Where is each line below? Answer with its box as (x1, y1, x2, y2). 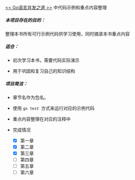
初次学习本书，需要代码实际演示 (12, 57, 80, 63)
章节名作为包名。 (12, 94, 49, 100)
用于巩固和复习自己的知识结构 (12, 68, 75, 74)
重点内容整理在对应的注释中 (12, 116, 71, 122)
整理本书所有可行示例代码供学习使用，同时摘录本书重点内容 (5, 31, 130, 37)
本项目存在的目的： (5, 17, 46, 23)
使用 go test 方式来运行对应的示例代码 (12, 105, 95, 111)
